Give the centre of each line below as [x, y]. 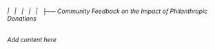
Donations [22, 18]
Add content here [32, 40]
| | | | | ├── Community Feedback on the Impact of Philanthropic [107, 11]
